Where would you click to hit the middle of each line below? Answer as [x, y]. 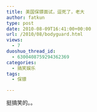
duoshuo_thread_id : [31, 51]
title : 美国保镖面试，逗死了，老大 [45, 12]
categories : [21, 62]
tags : [13, 74]
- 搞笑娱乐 [24, 68]
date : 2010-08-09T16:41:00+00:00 [49, 29]
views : [15, 40]
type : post [20, 23]
